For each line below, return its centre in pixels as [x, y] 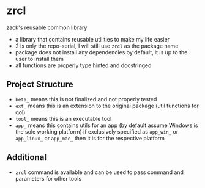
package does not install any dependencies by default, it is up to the [101, 52]
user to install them [39, 59]
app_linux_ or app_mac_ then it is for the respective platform [90, 138]
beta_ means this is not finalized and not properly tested [86, 99]
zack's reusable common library [47, 27]
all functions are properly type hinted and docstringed [83, 65]
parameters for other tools [48, 178]
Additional [27, 157]
